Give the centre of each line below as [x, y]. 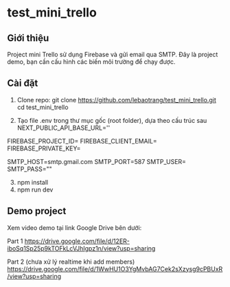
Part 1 [15, 241]
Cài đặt [23, 83]
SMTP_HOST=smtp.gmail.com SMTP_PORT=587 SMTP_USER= [97, 161]
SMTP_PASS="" [30, 169]
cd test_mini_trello [43, 107]
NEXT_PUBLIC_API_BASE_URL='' [64, 128]
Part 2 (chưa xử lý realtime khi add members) [71, 262]
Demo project [37, 211]
